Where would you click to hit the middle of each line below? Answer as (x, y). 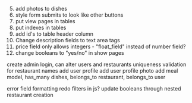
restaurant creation (30, 95)
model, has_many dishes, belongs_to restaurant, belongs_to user (86, 77)
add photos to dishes (41, 9)
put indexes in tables (41, 27)
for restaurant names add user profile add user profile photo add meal (92, 71)
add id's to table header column (54, 34)
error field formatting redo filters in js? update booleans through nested (94, 88)
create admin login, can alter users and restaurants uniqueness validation (97, 64)
